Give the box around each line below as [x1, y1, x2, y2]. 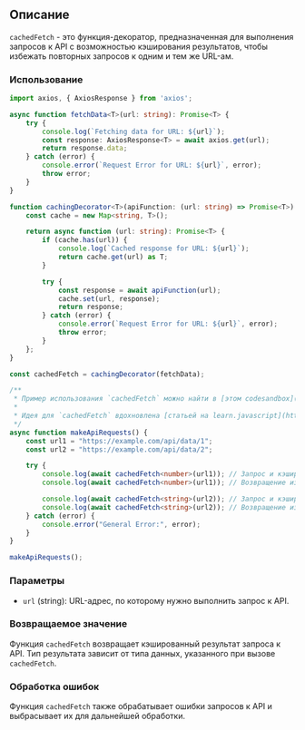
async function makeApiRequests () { [9, 428, 148, 437]
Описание [9, 7, 70, 23]
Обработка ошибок [9, 680, 100, 693]
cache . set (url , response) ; [57, 294, 161, 303]
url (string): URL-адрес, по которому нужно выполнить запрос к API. [22, 595, 290, 606]
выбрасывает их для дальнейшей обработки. [9, 711, 186, 722]
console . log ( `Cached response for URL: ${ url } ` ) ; [57, 244, 250, 253]
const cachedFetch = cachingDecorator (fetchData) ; [9, 369, 205, 379]
